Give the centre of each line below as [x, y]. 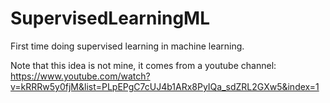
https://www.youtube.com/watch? [80, 76]
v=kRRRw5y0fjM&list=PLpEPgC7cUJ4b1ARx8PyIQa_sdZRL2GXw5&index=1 [165, 86]
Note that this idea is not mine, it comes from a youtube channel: [143, 65]
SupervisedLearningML [110, 18]
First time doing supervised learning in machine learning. [127, 46]
